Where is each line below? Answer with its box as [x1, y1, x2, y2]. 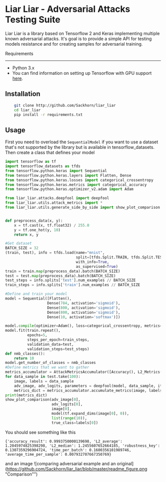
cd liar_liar [14, 108, 41, 113]
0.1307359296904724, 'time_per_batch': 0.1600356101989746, [5, 447, 132, 452]
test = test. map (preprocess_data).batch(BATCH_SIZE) [5, 273, 116, 278]
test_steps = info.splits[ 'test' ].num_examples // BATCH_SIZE [5, 278, 136, 283]
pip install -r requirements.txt [14, 112, 83, 117]
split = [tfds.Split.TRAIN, [76, 255, 129, 260]
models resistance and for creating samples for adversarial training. [5, 41, 143, 47]
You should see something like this [5, 429, 76, 435]
